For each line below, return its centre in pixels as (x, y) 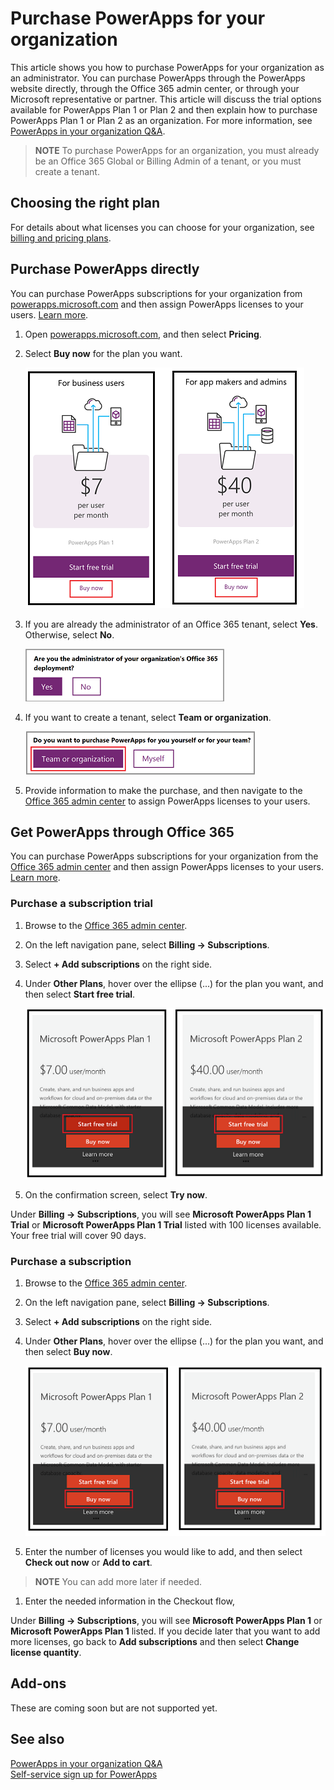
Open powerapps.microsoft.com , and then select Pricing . (143, 334)
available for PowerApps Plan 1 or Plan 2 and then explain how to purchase (164, 109)
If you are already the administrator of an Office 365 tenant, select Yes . (171, 624)
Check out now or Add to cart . (88, 1562)
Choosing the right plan (85, 203)
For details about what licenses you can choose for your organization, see (162, 227)
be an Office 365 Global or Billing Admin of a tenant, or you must (168, 161)
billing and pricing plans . (61, 238)
